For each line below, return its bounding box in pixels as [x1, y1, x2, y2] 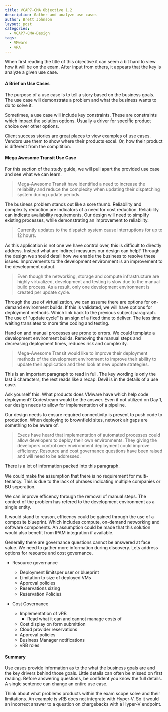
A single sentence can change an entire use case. [5, 681, 108, 687]
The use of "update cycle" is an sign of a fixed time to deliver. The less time [5, 315, 161, 321]
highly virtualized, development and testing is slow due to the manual [17, 279, 160, 285]
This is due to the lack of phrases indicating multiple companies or [23, 478, 161, 485]
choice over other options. [5, 123, 59, 129]
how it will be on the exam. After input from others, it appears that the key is [5, 64, 161, 70]
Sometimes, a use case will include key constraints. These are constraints [5, 112, 157, 118]
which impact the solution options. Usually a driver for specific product [5, 117, 151, 124]
